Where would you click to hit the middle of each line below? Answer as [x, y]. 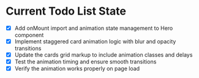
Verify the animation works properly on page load [77, 69]
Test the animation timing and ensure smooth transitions [85, 62]
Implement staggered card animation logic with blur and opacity [95, 41]
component [29, 35]
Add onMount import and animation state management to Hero [94, 28]
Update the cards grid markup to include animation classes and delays [103, 55]
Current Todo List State [66, 11]
